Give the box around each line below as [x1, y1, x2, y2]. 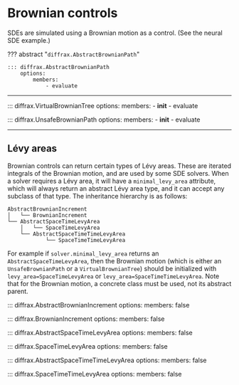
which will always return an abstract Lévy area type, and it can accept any [7, 184, 225, 193]
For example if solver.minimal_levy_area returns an [7, 249, 159, 258]
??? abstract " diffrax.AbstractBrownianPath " [7, 50, 140, 58]
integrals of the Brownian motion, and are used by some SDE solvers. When [7, 169, 229, 177]
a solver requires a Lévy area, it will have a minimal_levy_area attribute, [7, 176, 216, 185]
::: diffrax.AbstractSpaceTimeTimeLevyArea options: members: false [7, 356, 207, 364]
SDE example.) [7, 36, 51, 44]
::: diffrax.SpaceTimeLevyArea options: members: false [7, 342, 169, 350]
